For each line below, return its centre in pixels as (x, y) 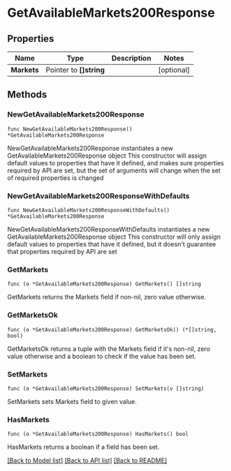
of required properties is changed (55, 178)
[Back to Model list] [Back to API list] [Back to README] (87, 461)
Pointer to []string (75, 70)
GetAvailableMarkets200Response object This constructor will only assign (114, 237)
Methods (27, 95)
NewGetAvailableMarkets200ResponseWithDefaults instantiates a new (109, 229)
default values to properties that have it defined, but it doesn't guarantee (112, 244)
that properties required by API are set (62, 251)
